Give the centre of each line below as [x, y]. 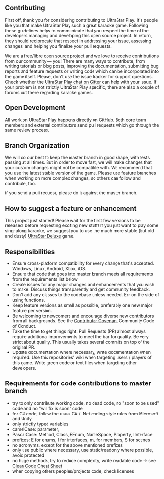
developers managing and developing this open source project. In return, [79, 35]
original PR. [24, 347]
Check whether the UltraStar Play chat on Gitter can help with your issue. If [81, 82]
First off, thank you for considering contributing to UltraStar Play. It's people [82, 20]
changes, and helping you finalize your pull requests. [58, 46]
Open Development [35, 108]
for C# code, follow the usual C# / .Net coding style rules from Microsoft [85, 414]
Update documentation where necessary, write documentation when [81, 352]
